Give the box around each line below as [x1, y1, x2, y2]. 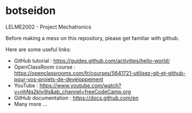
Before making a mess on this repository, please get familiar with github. [5, 34, 179, 41]
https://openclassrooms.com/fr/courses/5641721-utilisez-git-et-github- [13, 69, 186, 76]
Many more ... [13, 100, 48, 107]
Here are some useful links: [5, 45, 71, 53]
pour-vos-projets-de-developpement [13, 76, 103, 83]
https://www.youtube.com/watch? [39, 82, 121, 89]
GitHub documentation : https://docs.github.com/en [13, 94, 139, 101]
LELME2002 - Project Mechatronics [5, 23, 92, 30]
